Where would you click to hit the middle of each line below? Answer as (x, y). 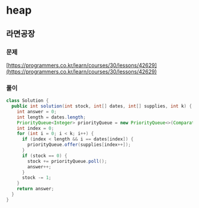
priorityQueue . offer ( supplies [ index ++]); (79, 145)
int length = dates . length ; (51, 117)
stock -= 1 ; (36, 178)
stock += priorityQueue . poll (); (68, 161)
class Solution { (28, 101)
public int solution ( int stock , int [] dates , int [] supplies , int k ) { (102, 106)
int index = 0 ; (36, 128)
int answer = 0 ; (37, 111)
